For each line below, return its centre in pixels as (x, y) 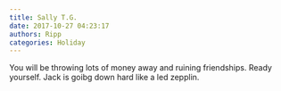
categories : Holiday (48, 42)
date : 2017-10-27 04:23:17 (59, 26)
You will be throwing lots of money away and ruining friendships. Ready (140, 68)
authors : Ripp (36, 34)
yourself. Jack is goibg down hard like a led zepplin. (104, 78)
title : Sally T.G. (43, 17)
